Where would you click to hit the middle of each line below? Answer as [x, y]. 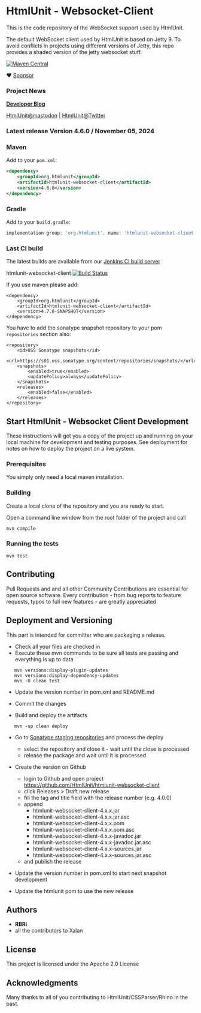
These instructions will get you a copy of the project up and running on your [100, 436]
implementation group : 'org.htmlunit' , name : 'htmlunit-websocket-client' [101, 233]
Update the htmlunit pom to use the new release [74, 891]
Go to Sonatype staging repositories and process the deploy [89, 737]
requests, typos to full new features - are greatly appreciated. [82, 601]
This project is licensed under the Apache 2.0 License [73, 964]
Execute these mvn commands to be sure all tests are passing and [96, 653]
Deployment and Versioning [59, 620]
